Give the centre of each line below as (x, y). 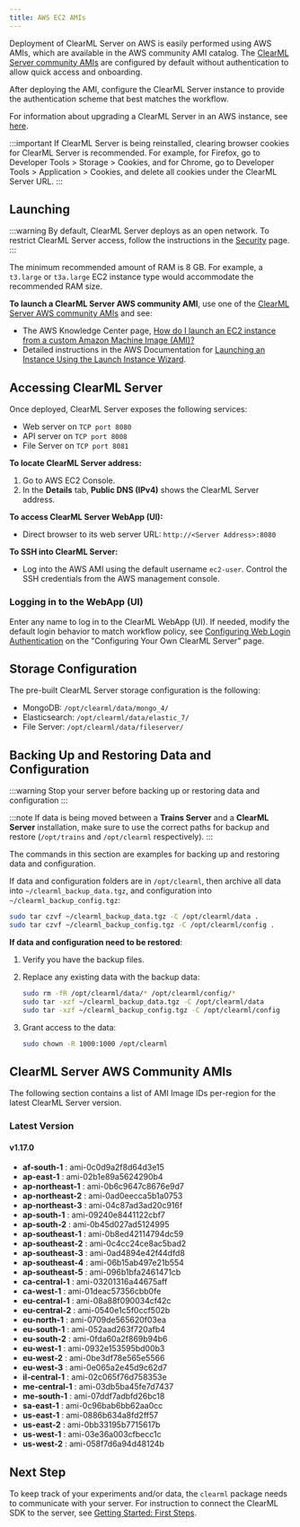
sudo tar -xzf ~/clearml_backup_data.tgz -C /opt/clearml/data (143, 1002)
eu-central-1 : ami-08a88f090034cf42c (97, 1301)
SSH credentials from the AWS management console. (121, 579)
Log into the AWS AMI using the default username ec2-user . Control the (154, 569)
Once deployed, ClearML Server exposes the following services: (128, 409)
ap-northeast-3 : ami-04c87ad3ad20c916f (102, 1206)
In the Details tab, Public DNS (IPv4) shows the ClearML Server (141, 490)
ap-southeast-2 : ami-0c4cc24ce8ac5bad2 (104, 1243)
